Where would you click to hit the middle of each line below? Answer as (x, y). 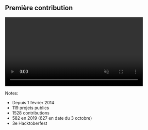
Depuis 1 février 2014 (33, 102)
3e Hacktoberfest (30, 123)
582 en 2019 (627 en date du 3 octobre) (52, 118)
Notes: (12, 93)
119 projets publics (31, 108)
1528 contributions (31, 113)
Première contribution (39, 8)
